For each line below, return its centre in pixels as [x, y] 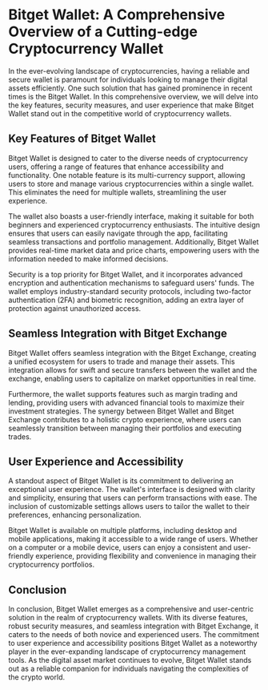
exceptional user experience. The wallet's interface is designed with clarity [132, 490]
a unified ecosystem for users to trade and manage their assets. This [122, 361]
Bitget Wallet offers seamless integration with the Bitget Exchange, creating [132, 353]
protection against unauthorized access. [75, 308]
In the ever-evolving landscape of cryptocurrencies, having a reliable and [129, 71]
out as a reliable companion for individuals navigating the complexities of [129, 669]
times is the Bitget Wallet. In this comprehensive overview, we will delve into [133, 96]
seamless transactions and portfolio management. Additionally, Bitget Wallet [134, 241]
